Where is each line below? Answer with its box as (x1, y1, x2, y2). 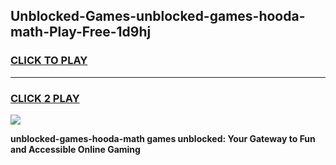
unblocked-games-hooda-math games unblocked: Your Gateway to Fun (10, 132, 316, 144)
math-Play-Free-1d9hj (10, 24, 152, 41)
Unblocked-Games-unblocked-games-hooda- (10, 8, 306, 25)
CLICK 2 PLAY (10, 91, 80, 105)
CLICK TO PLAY (10, 54, 88, 68)
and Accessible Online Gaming (10, 143, 141, 155)
